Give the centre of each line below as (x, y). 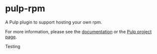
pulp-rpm (25, 9)
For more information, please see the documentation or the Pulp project (78, 31)
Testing (13, 46)
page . (11, 37)
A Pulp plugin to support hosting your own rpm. (54, 22)
